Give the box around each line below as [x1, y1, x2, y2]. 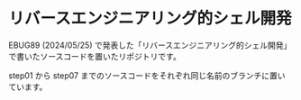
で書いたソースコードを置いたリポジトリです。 [8, 50, 181, 61]
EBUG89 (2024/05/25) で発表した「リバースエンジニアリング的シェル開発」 [8, 40, 292, 50]
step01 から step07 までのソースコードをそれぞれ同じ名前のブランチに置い [8, 69, 286, 81]
